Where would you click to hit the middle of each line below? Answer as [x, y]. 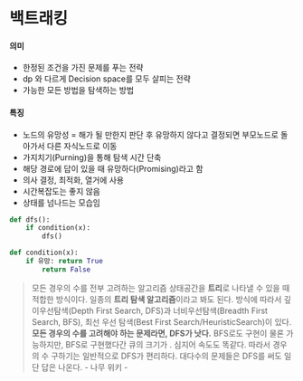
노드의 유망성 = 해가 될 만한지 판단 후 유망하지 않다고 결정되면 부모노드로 [150, 134]
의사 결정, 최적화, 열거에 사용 [73, 180]
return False [66, 269]
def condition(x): [44, 253]
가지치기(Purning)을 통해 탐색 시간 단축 [92, 157]
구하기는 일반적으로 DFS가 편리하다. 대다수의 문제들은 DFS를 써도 [166, 356]
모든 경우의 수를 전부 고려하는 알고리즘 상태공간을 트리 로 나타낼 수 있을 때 [161, 288]
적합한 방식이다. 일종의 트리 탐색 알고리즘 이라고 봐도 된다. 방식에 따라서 [156, 299]
